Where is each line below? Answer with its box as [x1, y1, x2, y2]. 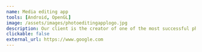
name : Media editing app [6, 8, 69, 15]
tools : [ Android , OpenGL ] [6, 14, 71, 20]
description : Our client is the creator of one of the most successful [6, 25, 189, 32]
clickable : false [6, 31, 50, 37]
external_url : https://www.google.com [6, 36, 103, 42]
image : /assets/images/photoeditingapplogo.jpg [6, 20, 128, 26]
